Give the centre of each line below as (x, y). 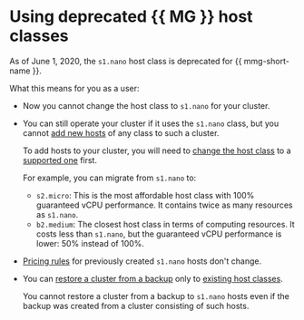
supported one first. (60, 160)
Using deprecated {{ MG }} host (131, 17)
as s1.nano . (57, 214)
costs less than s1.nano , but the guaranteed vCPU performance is (159, 234)
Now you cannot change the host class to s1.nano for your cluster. (146, 105)
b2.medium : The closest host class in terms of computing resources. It (165, 224)
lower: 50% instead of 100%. (90, 243)
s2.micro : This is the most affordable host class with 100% (145, 195)
